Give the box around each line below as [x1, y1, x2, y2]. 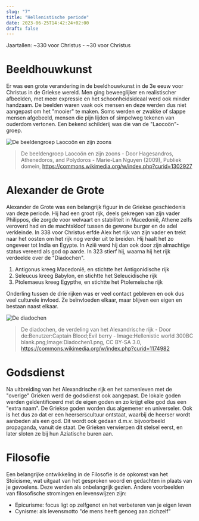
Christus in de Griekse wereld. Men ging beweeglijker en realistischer [6, 89, 177, 96]
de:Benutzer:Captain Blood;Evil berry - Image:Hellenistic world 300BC [20, 332, 194, 339]
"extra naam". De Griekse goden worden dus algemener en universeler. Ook [6, 404, 192, 412]
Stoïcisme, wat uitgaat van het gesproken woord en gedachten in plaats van [6, 477, 192, 484]
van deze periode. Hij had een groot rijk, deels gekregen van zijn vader [6, 210, 181, 217]
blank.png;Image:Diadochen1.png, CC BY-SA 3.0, [20, 339, 142, 346]
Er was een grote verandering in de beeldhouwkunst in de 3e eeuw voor [6, 82, 184, 90]
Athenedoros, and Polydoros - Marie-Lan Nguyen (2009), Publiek [20, 157, 182, 164]
